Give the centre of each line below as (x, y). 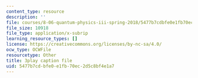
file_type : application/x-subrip (47, 33)
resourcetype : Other (32, 55)
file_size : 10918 (27, 28)
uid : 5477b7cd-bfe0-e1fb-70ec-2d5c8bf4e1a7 (60, 66)
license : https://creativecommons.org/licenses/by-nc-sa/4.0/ (84, 45)
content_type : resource (35, 11)
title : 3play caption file (39, 60)
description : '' (26, 17)
